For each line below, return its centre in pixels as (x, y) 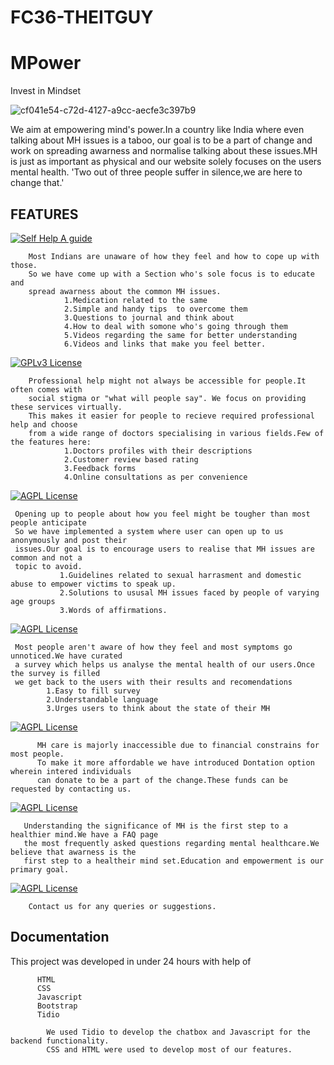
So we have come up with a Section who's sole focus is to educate (171, 274)
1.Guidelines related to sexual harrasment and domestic (180, 575)
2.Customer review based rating (131, 459)
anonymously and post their (69, 540)
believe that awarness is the (73, 852)
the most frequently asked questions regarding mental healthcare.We (171, 843)
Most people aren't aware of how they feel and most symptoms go (153, 647)
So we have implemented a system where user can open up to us (149, 531)
